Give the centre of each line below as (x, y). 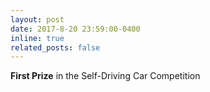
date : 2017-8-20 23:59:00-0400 (75, 29)
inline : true (37, 38)
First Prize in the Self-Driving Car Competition (105, 76)
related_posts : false (55, 47)
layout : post (37, 19)
